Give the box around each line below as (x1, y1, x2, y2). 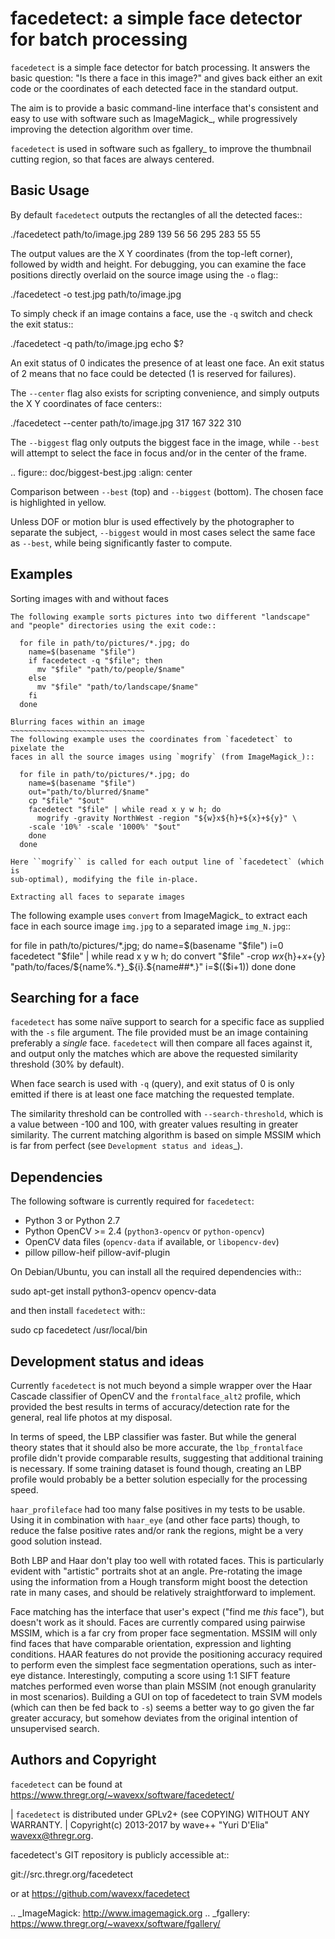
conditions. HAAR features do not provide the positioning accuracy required (10, 1648, 323, 1660)
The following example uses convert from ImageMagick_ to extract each (10, 909, 308, 921)
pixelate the (10, 743, 65, 753)
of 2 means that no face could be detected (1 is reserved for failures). (10, 367, 297, 379)
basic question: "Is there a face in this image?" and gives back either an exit (10, 72, 323, 84)
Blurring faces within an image (10, 717, 145, 727)
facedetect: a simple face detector (10, 7, 303, 30)
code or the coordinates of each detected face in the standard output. (10, 82, 299, 94)
